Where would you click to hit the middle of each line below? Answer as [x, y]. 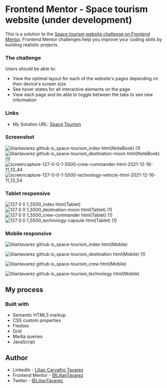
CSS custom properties [37, 320]
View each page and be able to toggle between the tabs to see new [82, 95]
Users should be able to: [31, 69]
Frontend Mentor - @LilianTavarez [48, 375]
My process [24, 289]
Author [16, 357]
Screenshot [20, 137]
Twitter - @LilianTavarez [38, 380]
